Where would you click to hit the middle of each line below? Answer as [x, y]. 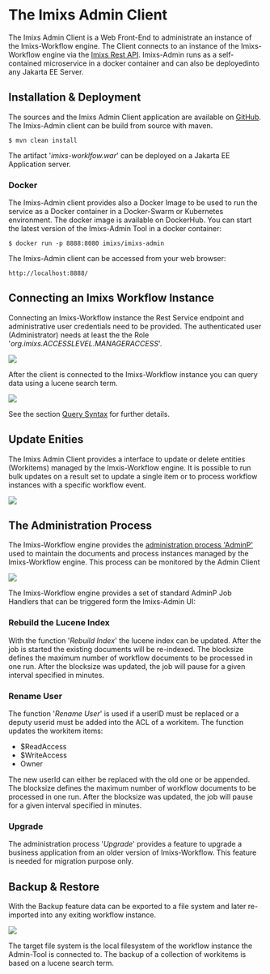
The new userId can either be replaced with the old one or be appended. [129, 779]
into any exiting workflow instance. [98, 915]
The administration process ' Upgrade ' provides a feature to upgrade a [125, 844]
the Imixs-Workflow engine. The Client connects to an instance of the [124, 45]
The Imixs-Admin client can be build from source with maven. [111, 125]
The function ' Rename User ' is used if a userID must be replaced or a [124, 714]
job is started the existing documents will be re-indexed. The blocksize [126, 649]
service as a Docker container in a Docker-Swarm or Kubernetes [116, 212]
